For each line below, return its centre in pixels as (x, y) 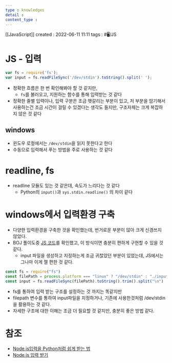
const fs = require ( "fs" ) (33, 272)
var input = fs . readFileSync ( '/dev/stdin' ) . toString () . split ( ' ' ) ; (79, 78)
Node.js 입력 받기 (30, 355)
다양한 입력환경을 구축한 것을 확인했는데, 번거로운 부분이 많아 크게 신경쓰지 (87, 230)
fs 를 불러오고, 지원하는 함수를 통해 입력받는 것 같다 (71, 94)
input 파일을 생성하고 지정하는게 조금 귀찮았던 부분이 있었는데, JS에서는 (92, 255)
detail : (15, 15)
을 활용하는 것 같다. (32, 304)
